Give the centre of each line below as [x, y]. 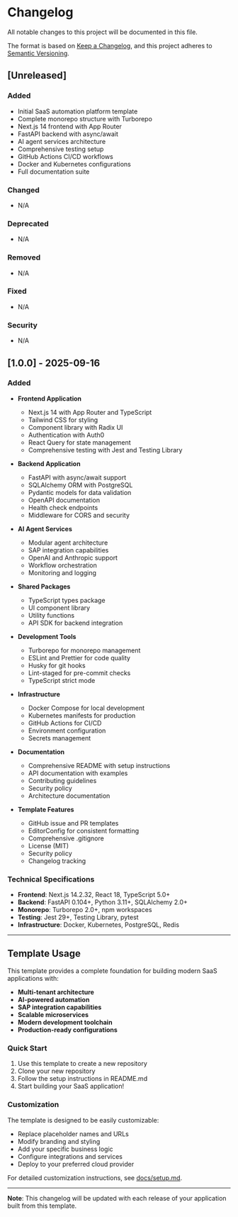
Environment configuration [67, 730]
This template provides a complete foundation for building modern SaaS [112, 971]
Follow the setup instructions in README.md [82, 1079]
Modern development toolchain [65, 1022]
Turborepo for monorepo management [84, 650]
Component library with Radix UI [75, 427]
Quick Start [27, 1048]
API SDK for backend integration [75, 623]
